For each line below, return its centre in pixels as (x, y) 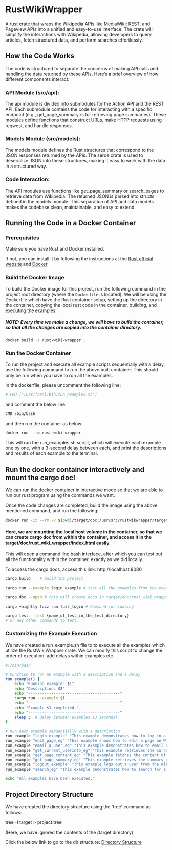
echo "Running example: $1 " (44, 684)
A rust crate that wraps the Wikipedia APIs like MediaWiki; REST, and (78, 24)
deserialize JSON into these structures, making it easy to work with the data (85, 161)
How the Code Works (40, 56)
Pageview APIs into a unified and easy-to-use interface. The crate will (79, 29)
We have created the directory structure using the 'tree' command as (78, 807)
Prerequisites (22, 238)
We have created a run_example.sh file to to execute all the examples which (85, 645)
